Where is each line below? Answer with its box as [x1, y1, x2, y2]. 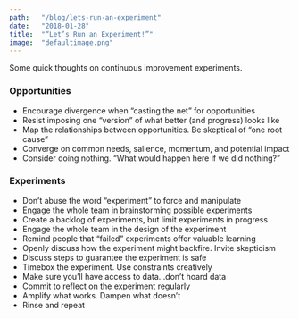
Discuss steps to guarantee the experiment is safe [21, 252, 207, 263]
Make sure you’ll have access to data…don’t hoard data [21, 271, 227, 281]
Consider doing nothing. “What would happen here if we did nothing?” [21, 153, 281, 164]
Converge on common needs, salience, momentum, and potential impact [21, 143, 290, 154]
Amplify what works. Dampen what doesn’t [21, 290, 181, 300]
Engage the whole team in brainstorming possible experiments [21, 205, 253, 215]
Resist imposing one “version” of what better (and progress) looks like [21, 114, 280, 125]
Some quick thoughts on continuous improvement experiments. [9, 63, 243, 73]
